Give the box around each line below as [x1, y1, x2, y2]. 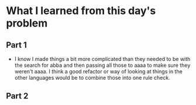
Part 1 [6, 40, 27, 50]
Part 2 [6, 91, 29, 101]
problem [6, 16, 48, 30]
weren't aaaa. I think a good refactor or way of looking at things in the [14, 68, 183, 74]
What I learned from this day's [6, 4, 156, 18]
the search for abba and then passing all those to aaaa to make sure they [14, 62, 191, 69]
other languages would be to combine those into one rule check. [14, 74, 171, 81]
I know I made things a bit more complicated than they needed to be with [14, 56, 191, 62]
